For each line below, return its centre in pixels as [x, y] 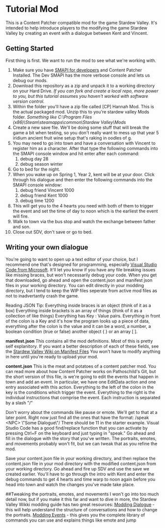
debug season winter [41, 164]
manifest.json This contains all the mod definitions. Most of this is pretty [79, 341]
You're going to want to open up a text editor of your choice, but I [72, 259]
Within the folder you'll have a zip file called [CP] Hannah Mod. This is [83, 106]
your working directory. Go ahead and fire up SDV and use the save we [77, 469]
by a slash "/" [19, 403]
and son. [22, 227]
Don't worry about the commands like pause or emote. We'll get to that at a [82, 412]
